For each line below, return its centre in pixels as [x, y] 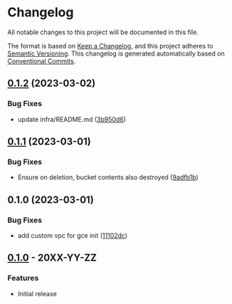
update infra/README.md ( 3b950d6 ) [72, 119]
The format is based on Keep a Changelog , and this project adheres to [110, 46]
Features [23, 278]
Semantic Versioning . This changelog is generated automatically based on [116, 53]
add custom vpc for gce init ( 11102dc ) [73, 235]
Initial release [37, 293]
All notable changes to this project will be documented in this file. [103, 32]
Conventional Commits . [42, 61]
